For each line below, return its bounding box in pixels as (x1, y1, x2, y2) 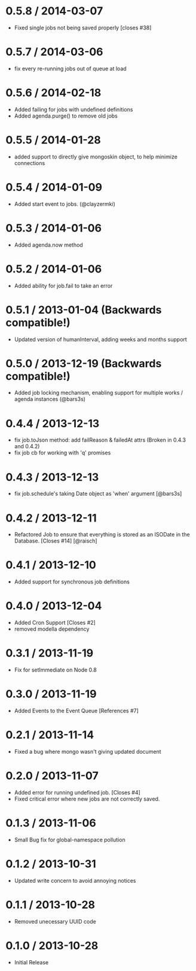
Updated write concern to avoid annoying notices (14, 877, 136, 884)
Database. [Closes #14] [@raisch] (14, 537, 97, 544)
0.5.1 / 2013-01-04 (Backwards (5, 303, 162, 316)
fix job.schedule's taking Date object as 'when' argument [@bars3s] (14, 490, 182, 498)
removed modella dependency (14, 625, 90, 633)
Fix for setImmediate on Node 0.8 (14, 666, 97, 673)
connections (14, 159, 45, 166)
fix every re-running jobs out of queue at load (14, 65, 127, 72)
